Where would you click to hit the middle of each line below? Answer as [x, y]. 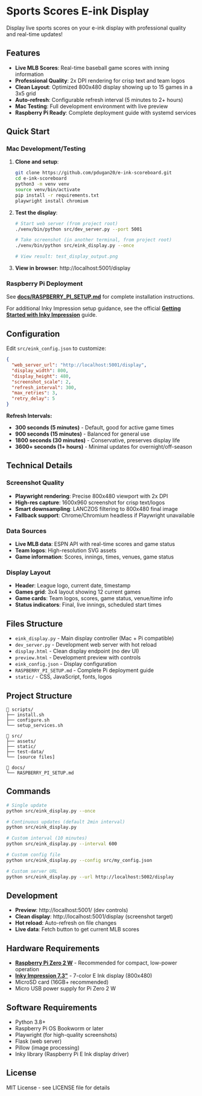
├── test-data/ [25, 752]
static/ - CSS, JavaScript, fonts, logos [64, 677]
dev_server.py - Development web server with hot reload [86, 645]
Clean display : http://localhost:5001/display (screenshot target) [94, 917]
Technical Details [39, 466]
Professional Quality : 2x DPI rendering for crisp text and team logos [100, 80]
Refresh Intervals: [29, 416]
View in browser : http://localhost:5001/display [73, 268]
